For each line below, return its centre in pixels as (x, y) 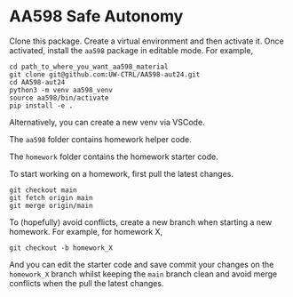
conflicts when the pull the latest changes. (87, 283)
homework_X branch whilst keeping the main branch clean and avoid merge (143, 274)
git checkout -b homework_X (61, 248)
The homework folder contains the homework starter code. (114, 157)
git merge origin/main (51, 205)
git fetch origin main (51, 197)
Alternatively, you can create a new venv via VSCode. (107, 122)
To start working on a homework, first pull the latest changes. (121, 173)
